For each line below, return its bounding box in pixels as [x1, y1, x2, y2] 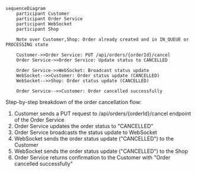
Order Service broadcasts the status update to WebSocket [14, 129, 158, 136]
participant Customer [16, 11, 69, 17]
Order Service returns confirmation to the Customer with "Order [14, 154, 171, 161]
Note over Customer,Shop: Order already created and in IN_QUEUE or [16, 37, 189, 43]
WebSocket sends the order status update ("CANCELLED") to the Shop [14, 148, 188, 155]
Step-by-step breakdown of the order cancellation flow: [5, 99, 142, 106]
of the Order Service [14, 116, 65, 123]
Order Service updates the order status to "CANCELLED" [14, 123, 154, 129]
